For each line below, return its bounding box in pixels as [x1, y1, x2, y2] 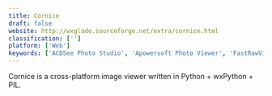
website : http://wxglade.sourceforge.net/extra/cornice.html [8, 27, 219, 35]
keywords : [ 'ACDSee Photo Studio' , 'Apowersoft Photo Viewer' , [8, 49, 227, 57]
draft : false [8, 19, 53, 27]
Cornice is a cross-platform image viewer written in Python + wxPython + [8, 72, 253, 81]
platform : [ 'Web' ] [8, 42, 70, 50]
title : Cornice [8, 11, 60, 20]
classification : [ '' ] [8, 34, 82, 43]
